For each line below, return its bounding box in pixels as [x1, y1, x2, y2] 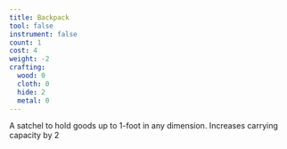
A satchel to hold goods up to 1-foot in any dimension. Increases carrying [9, 120, 279, 131]
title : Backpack [9, 12, 70, 22]
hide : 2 [17, 87, 46, 96]
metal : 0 [17, 95, 50, 105]
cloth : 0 [17, 79, 50, 88]
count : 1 [9, 37, 42, 47]
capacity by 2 [9, 130, 60, 141]
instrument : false [9, 29, 78, 38]
